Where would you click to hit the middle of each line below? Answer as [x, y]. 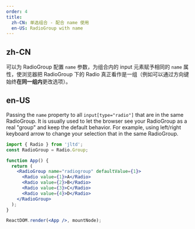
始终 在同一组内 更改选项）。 [38, 82]
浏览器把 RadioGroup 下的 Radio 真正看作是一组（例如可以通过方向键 [105, 74]
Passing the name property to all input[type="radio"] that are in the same [95, 114]
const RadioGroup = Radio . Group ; [47, 150]
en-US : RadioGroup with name [47, 28]
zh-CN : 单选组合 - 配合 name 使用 [51, 22]
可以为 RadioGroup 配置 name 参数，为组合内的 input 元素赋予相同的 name [94, 67]
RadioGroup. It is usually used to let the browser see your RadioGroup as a [97, 121]
